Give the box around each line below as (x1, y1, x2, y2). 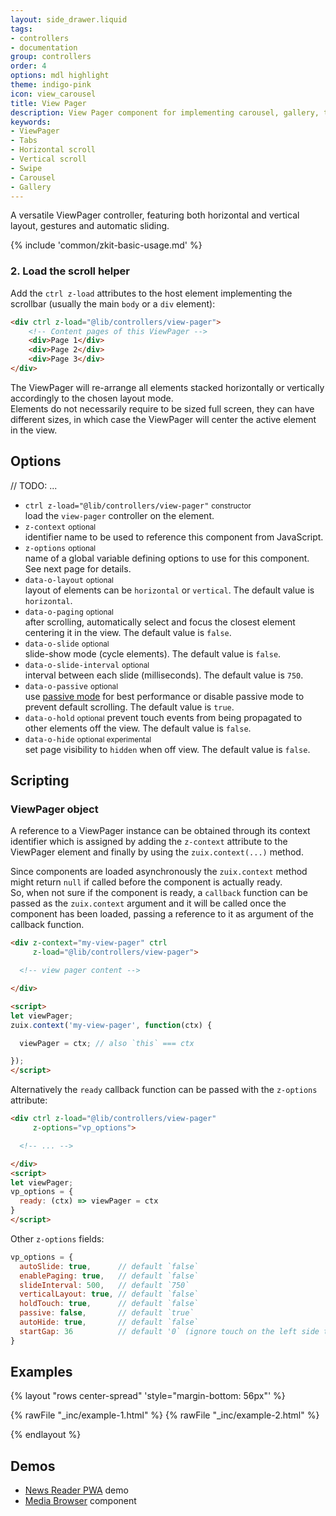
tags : (10, 24, 33, 34)
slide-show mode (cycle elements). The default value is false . (24, 647, 282, 660)
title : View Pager (10, 98, 87, 108)
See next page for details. (24, 562, 132, 575)
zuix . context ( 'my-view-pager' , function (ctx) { (10, 1020, 213, 1030)
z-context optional (24, 522, 97, 532)
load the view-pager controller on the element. (24, 509, 215, 521)
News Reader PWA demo (24, 1484, 129, 1496)
